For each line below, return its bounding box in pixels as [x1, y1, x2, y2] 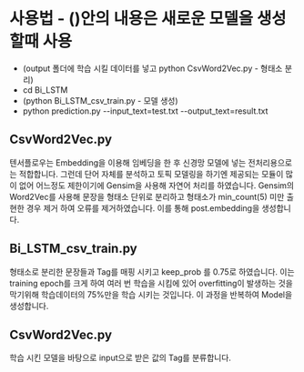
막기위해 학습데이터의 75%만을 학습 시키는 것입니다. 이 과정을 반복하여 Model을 [9, 288, 293, 300]
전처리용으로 [248, 156, 293, 168]
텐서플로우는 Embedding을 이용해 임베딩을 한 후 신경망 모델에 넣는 [9, 156, 247, 168]
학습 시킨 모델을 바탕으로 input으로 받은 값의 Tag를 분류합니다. [9, 352, 232, 364]
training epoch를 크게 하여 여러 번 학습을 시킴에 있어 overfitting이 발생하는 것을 [9, 277, 293, 288]
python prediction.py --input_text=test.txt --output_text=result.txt [22, 106, 269, 116]
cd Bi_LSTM [22, 84, 68, 96]
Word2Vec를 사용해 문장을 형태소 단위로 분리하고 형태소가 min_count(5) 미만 [9, 191, 285, 202]
